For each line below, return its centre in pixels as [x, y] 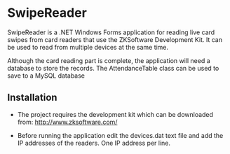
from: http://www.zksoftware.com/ [67, 122]
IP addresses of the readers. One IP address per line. [94, 143]
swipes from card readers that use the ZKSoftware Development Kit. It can [115, 39]
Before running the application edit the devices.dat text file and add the [120, 135]
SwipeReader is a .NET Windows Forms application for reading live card [111, 32]
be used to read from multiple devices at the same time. [88, 47]
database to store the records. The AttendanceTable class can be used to [113, 68]
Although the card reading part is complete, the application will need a [109, 60]
